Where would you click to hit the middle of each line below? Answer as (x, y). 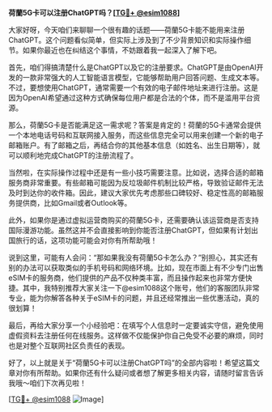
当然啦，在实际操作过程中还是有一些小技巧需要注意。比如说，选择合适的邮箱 (136, 172)
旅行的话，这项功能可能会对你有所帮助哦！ (86, 240)
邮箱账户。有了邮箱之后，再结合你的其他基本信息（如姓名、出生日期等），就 (134, 145)
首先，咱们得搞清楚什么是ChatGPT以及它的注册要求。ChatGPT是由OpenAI (132, 67)
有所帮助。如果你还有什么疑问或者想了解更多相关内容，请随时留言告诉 (147, 373)
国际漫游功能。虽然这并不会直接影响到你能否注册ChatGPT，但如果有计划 (130, 230)
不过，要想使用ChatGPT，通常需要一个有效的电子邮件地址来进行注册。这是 (134, 87)
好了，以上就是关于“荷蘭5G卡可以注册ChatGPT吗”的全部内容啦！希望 (123, 363)
